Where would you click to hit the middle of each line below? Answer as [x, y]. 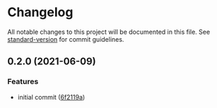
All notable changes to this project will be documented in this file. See [109, 32]
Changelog [40, 12]
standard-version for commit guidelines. [66, 39]
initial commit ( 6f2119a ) [51, 97]
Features [23, 82]
